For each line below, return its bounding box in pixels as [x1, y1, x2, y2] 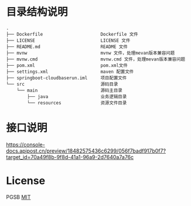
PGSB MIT [6, 193, 31, 200]
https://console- [6, 141, 45, 148]
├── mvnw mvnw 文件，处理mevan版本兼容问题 [6, 50, 175, 56]
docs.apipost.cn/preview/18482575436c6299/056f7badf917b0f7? [6, 147, 166, 154]
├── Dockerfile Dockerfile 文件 [6, 31, 139, 37]
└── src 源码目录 [6, 81, 118, 87]
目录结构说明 [6, 5, 69, 19]
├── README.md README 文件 [6, 43, 128, 50]
